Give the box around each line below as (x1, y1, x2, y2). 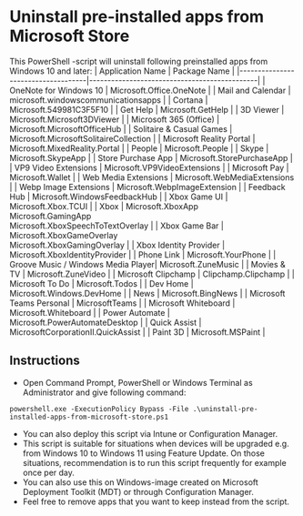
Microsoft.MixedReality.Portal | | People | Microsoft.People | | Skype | (9, 143, 269, 154)
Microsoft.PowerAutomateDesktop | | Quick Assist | (9, 317, 202, 328)
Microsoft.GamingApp (9, 210, 92, 221)
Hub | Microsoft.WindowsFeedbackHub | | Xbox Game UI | (9, 191, 228, 202)
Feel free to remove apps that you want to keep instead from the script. (22, 496, 289, 507)
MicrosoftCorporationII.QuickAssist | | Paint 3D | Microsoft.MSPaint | (9, 326, 266, 338)
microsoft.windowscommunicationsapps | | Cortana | (9, 94, 208, 106)
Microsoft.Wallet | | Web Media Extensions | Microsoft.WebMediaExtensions (9, 171, 295, 183)
